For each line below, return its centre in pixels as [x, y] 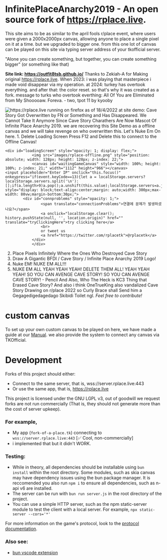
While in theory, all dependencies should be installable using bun [78, 467]
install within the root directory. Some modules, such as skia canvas [83, 472]
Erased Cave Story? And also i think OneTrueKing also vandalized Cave [85, 285]
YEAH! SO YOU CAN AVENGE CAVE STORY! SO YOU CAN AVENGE [81, 274]
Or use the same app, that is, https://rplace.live [60, 388]
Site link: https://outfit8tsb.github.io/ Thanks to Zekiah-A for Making [77, 74]
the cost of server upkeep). [33, 409]
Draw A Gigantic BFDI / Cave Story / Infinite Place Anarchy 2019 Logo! [84, 258]
